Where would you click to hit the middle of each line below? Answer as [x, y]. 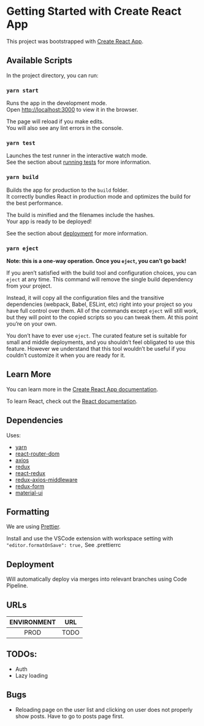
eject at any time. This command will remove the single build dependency [100, 279]
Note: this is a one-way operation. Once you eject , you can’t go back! [96, 261]
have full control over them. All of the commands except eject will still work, [102, 310]
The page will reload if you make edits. [55, 121]
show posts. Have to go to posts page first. [70, 716]
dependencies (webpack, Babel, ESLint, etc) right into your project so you [100, 304]
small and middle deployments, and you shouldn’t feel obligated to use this [100, 342]
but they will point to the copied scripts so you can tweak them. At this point [102, 317]
